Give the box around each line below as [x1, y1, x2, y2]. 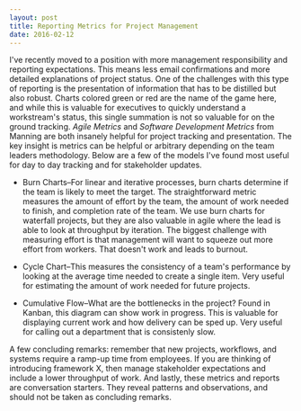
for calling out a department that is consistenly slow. [22, 326, 217, 337]
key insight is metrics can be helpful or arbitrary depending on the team [9, 140, 275, 151]
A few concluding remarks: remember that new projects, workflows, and [9, 344, 277, 355]
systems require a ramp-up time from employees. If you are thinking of [9, 353, 271, 364]
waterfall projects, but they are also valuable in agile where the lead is [22, 215, 281, 226]
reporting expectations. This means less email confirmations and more [9, 64, 270, 75]
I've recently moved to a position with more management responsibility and [9, 55, 288, 66]
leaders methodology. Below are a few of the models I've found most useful [9, 150, 289, 161]
